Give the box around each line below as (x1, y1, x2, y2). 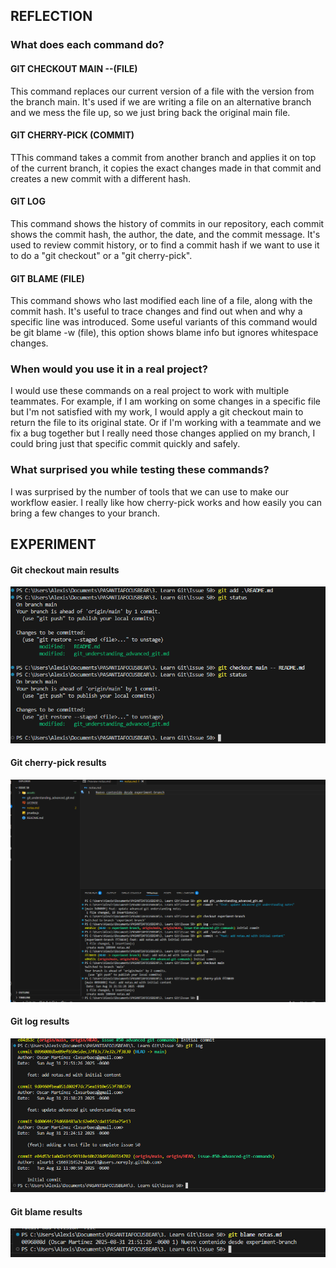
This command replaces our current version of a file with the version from (10, 85, 315, 97)
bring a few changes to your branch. (10, 507, 161, 519)
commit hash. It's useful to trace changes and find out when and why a (10, 305, 303, 318)
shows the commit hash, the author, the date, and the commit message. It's (10, 228, 321, 240)
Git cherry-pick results (10, 757, 107, 769)
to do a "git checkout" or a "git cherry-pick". (10, 249, 193, 261)
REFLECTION (10, 8, 93, 25)
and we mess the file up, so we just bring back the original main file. (10, 106, 291, 118)
